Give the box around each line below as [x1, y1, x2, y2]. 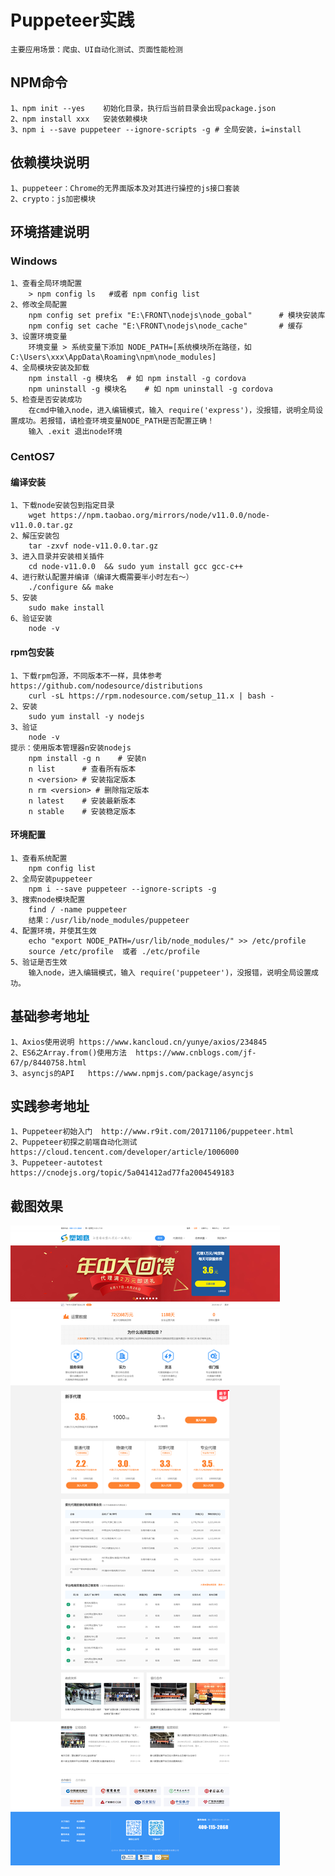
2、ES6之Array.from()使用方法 [10, 1047, 127, 1058]
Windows [10, 254, 58, 268]
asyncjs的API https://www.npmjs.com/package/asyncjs [22, 1068, 254, 1078]
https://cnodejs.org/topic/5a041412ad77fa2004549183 [10, 1168, 235, 1178]
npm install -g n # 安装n [28, 753, 147, 763]
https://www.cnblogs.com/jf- [135, 1047, 257, 1058]
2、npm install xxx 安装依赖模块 [10, 114, 148, 124]
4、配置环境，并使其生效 [10, 926, 97, 936]
